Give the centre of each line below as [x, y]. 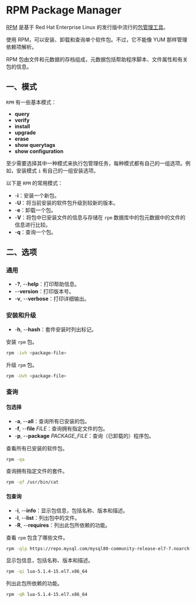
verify [22, 120]
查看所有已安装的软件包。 [37, 448]
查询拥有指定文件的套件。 [37, 471]
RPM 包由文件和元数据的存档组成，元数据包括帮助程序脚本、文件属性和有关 [97, 59]
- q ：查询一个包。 [35, 232]
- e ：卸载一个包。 [35, 210]
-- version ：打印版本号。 [44, 292]
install [22, 126]
